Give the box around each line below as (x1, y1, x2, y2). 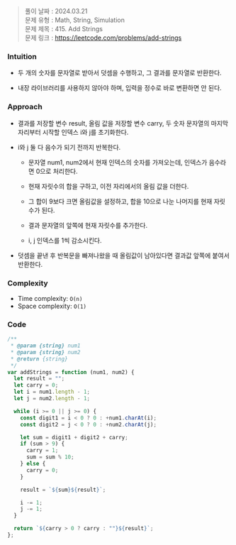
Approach (7, 102, 43, 112)
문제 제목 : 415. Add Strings (24, 25, 103, 33)
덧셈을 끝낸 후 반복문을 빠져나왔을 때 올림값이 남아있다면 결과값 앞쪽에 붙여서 (17, 251, 230, 260)
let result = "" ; (13, 375, 65, 382)
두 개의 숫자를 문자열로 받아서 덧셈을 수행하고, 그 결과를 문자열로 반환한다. (17, 69, 222, 77)
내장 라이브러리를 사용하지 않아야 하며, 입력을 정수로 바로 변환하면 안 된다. (17, 84, 222, 92)
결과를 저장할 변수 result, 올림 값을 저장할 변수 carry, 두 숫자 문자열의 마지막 (17, 119, 229, 127)
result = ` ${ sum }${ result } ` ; (20, 486, 106, 493)
